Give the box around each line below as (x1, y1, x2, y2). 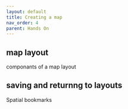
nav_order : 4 (6, 20, 39, 26)
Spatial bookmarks (6, 96, 52, 103)
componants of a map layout (6, 63, 76, 70)
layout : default (6, 8, 46, 15)
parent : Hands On (6, 25, 49, 32)
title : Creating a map (6, 14, 63, 20)
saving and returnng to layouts (6, 80, 123, 91)
